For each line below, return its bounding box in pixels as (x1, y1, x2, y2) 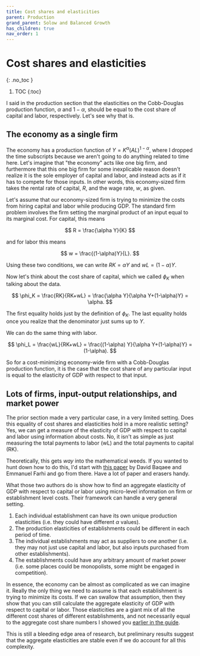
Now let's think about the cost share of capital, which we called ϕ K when (6, 273, 185, 281)
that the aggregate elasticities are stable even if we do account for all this (6, 636, 186, 643)
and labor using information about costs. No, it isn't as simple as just (6, 433, 174, 440)
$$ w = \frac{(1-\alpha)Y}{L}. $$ (60, 250, 140, 257)
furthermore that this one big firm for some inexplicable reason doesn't (6, 165, 180, 173)
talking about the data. (6, 281, 61, 288)
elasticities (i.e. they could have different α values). (14, 518, 140, 525)
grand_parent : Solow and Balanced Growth (6, 20, 111, 26)
